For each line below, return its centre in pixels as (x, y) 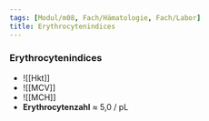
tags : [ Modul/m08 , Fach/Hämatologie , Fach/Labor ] (105, 18)
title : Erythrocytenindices (63, 26)
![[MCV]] (39, 87)
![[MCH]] (39, 97)
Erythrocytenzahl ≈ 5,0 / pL (75, 106)
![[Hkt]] (36, 77)
